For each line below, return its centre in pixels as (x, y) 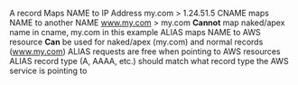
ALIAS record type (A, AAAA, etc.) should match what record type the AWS (149, 61)
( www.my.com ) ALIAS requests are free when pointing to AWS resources (145, 52)
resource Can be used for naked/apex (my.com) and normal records (136, 42)
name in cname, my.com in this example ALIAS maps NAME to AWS (135, 32)
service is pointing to (48, 71)
